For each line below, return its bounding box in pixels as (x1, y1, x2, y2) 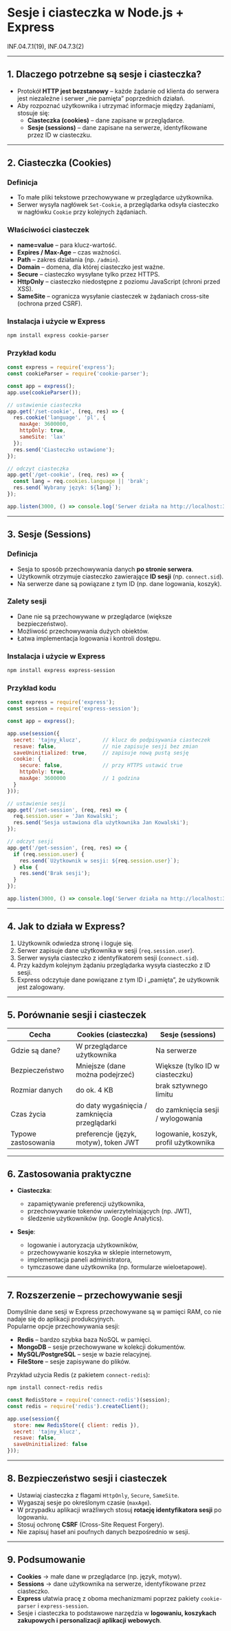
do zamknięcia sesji (155, 1105, 219, 1114)
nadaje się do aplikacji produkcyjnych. (7, 1315, 115, 1324)
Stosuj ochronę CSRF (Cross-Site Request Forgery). (16, 1520, 165, 1529)
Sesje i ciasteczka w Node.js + (7, 5, 184, 21)
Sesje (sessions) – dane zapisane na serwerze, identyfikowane (27, 123, 208, 131)
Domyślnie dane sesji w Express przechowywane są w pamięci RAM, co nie (7, 1308, 222, 1316)
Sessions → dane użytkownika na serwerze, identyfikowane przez (16, 1579, 206, 1588)
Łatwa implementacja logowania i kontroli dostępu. (16, 634, 162, 642)
